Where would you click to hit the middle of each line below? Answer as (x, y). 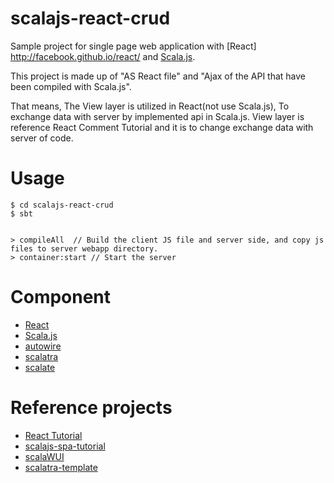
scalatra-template (61, 467)
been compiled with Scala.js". (71, 86)
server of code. (42, 138)
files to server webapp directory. (84, 248)
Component (61, 297)
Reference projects (91, 408)
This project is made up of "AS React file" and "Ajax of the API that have (158, 76)
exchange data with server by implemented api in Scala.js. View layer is (157, 116)
